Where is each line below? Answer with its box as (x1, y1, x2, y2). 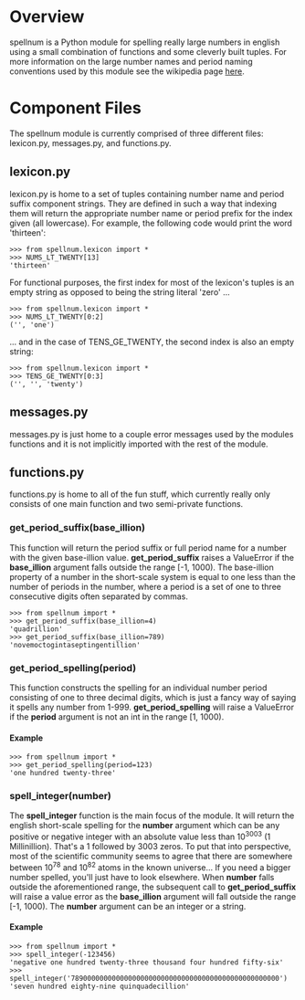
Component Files (9, 98, 142, 119)
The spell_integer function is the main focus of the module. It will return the (9, 810, 295, 821)
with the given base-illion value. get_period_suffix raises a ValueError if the (9, 552, 295, 563)
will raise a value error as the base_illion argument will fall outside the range (9, 890, 297, 901)
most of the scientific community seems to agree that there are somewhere (9, 851, 293, 862)
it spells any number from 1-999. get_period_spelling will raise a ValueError (9, 701, 295, 712)
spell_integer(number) (9, 790, 112, 803)
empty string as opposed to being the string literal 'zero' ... (9, 286, 230, 298)
